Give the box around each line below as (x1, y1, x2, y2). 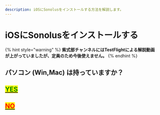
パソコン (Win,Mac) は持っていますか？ (5, 68, 124, 77)
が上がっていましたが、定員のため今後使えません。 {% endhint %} (5, 53, 138, 58)
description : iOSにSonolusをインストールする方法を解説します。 (5, 7, 124, 12)
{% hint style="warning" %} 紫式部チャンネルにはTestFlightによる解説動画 (5, 47, 155, 53)
